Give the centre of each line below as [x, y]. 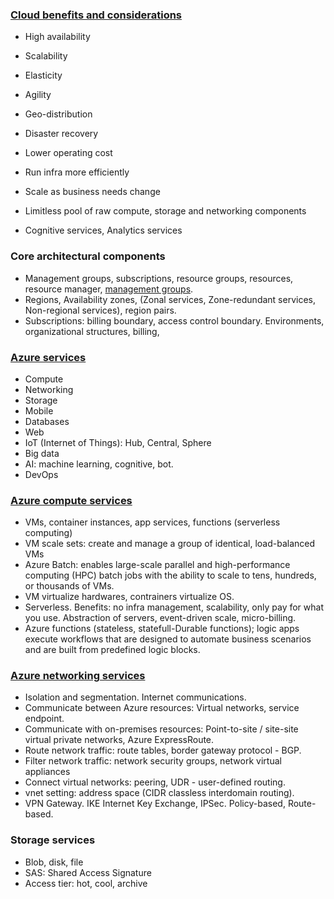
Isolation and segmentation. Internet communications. [135, 697]
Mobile [39, 410]
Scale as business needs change [92, 192]
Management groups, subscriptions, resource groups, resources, [159, 278]
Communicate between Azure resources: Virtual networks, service [162, 708]
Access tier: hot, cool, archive [86, 883]
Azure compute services [71, 500]
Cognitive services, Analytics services [103, 230]
